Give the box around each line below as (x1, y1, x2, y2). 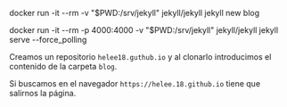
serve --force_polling (9, 35, 87, 45)
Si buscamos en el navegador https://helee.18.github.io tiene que (9, 78, 261, 88)
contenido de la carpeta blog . (9, 62, 118, 71)
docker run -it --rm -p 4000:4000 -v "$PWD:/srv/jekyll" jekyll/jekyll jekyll (9, 25, 279, 35)
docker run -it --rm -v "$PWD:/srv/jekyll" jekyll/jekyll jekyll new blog (9, 8, 260, 18)
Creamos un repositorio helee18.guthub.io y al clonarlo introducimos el (9, 52, 272, 62)
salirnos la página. (9, 88, 77, 98)
